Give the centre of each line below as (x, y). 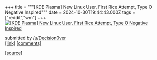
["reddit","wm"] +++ (26, 18)
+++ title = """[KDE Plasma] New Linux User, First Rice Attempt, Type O (78, 7)
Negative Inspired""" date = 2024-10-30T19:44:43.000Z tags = (70, 12)
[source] (14, 53)
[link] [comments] (23, 43)
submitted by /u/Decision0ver (36, 38)
